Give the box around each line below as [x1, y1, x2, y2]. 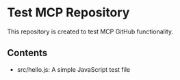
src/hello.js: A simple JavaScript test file [16, 65, 131, 73]
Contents [7, 47, 48, 59]
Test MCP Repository [7, 5, 130, 21]
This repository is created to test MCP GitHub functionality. [7, 27, 173, 36]
